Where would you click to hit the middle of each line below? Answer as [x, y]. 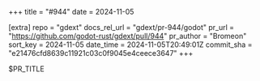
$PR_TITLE [26, 69]
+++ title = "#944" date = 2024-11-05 [71, 12]
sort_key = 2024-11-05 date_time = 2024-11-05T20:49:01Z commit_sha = [130, 45]
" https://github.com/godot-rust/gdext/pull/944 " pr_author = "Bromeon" [128, 36]
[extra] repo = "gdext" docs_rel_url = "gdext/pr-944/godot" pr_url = [121, 27]
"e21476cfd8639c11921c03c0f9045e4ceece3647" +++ [101, 53]
